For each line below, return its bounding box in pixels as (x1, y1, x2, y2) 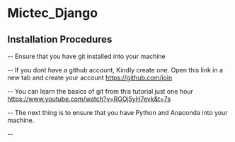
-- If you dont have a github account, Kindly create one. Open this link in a (7, 66, 224, 74)
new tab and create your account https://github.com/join (7, 73, 173, 82)
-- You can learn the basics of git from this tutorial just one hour (7, 87, 193, 95)
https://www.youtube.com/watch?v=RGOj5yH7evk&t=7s (7, 94, 171, 103)
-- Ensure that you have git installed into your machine (7, 52, 166, 60)
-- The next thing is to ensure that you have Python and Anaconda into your (7, 109, 228, 116)
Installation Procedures (7, 33, 113, 45)
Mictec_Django (7, 5, 98, 21)
